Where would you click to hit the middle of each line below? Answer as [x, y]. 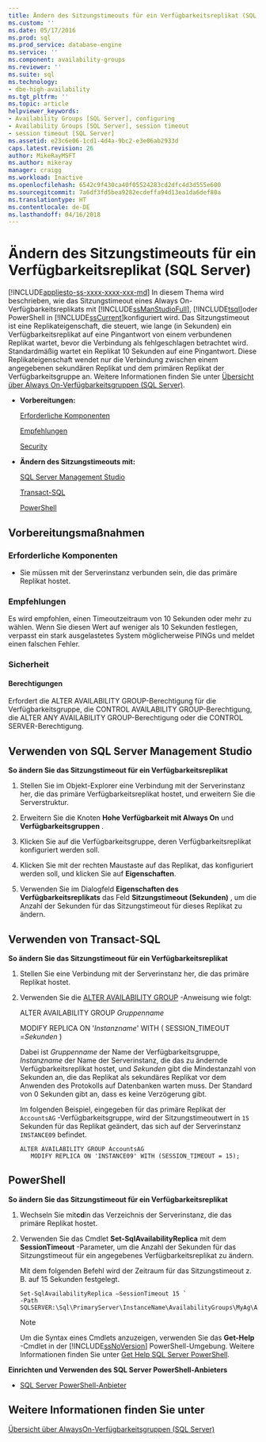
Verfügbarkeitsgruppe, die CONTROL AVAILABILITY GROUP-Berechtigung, [130, 709]
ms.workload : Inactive [46, 178]
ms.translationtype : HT [47, 200]
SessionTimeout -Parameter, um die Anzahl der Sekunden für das [127, 1247]
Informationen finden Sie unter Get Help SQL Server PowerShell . [124, 1354]
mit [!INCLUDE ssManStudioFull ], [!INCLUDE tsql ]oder [172, 309]
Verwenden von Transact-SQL [84, 939]
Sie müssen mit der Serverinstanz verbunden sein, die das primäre [128, 572]
